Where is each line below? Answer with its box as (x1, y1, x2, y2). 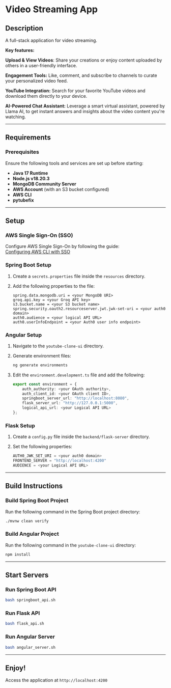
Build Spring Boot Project (5, 497, 69, 504)
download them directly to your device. (5, 93, 88, 99)
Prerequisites (5, 149, 39, 156)
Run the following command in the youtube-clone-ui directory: (5, 542, 136, 548)
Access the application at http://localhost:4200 (5, 677, 108, 683)
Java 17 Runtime (12, 170, 48, 176)
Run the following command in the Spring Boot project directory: (5, 508, 140, 515)
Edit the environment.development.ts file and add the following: (12, 372, 145, 378)
